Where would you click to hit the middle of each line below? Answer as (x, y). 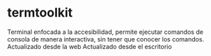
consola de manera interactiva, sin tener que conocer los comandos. (105, 39)
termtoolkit (40, 13)
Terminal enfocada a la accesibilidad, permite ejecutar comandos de (105, 32)
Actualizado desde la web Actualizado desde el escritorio (89, 46)
